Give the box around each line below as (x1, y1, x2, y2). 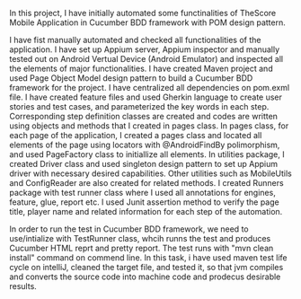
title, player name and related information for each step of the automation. (9, 207, 283, 216)
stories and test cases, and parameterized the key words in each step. (9, 101, 270, 111)
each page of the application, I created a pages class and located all (9, 130, 262, 140)
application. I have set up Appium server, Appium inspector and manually (9, 44, 280, 55)
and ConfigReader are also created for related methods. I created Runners (9, 178, 285, 188)
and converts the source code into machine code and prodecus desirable (9, 271, 281, 282)
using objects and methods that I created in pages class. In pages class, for (9, 120, 289, 131)
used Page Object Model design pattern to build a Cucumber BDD (9, 73, 253, 84)
